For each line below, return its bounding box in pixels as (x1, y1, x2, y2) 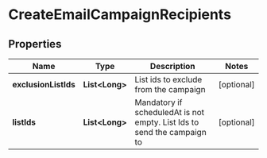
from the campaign (134, 84, 206, 94)
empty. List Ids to (134, 117, 199, 128)
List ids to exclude (134, 74, 203, 85)
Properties (8, 37, 62, 51)
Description (149, 61, 196, 71)
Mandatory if (134, 97, 183, 108)
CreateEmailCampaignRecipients (8, 6, 232, 24)
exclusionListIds (12, 79, 75, 90)
